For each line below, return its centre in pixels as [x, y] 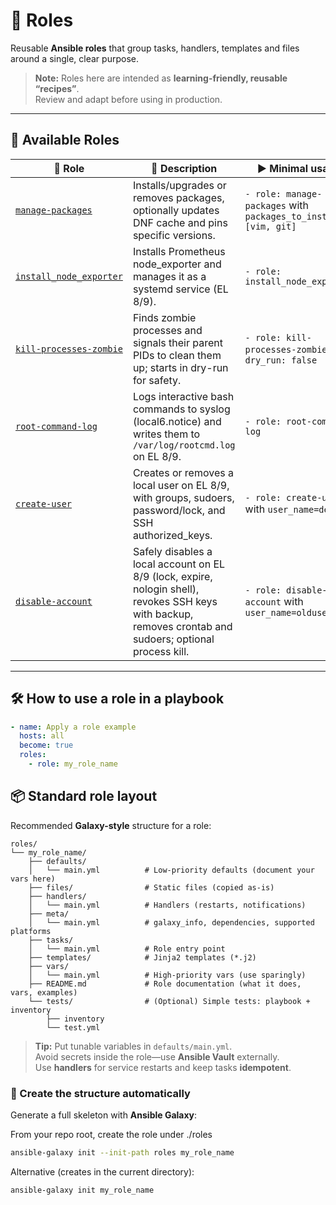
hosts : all [42, 736]
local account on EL [179, 564]
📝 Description [184, 168]
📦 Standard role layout [84, 796]
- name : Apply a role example [73, 727]
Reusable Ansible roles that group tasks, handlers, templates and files [155, 48]
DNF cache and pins [180, 222]
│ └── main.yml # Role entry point [127, 949]
